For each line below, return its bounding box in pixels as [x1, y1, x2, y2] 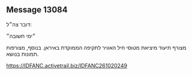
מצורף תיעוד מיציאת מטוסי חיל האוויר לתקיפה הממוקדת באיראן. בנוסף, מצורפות [6, 44, 187, 51]
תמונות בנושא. [6, 50, 39, 58]
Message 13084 [6, 5, 68, 15]
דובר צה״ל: [6, 20, 32, 28]
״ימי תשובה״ [6, 32, 36, 40]
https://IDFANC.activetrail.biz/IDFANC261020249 [6, 62, 128, 69]
